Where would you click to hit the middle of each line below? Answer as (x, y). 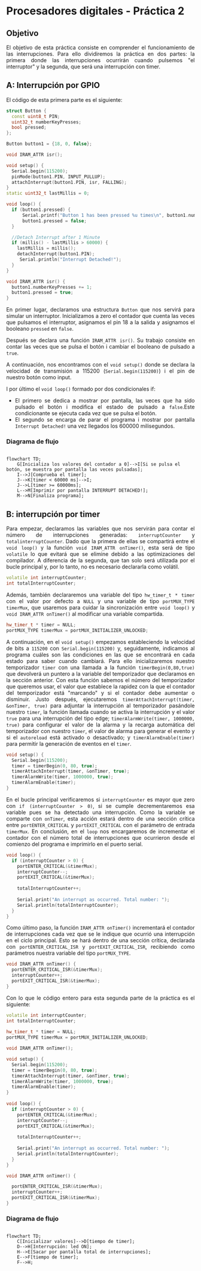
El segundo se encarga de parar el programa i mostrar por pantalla (105, 420)
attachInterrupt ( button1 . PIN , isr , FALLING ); (69, 182)
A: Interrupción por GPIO (53, 85)
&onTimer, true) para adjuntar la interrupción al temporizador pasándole (100, 706)
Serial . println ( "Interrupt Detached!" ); (70, 260)
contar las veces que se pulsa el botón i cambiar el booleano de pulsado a (100, 347)
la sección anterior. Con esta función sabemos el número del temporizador (100, 680)
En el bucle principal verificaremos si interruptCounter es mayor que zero (100, 799)
